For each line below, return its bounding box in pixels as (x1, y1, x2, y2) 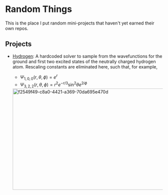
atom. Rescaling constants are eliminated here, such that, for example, (12, 63, 158, 69)
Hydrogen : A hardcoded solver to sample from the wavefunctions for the (12, 53, 162, 59)
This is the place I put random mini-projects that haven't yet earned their (5, 20, 154, 26)
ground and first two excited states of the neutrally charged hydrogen (12, 58, 156, 64)
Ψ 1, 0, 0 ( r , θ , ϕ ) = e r (19, 73, 58, 81)
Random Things (5, 3, 72, 15)
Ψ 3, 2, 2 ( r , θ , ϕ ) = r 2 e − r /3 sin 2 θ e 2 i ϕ (19, 81, 87, 88)
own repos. (5, 25, 28, 31)
